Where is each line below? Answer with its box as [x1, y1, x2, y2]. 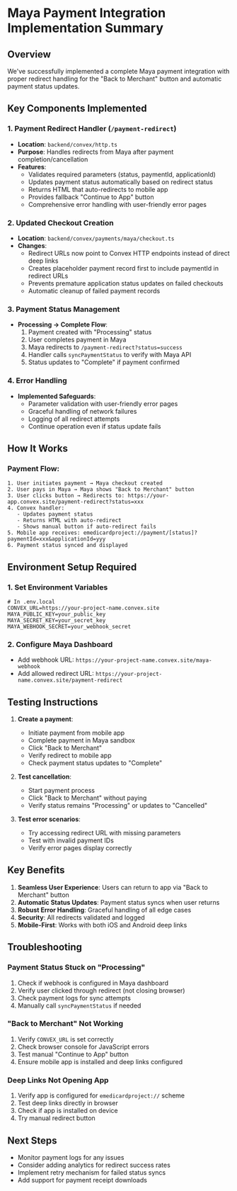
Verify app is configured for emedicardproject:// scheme [17, 1091, 185, 1100]
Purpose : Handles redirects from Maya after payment [17, 147, 174, 156]
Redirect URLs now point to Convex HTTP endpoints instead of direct [28, 249, 230, 257]
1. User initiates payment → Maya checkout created [7, 480, 163, 487]
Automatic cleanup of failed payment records [28, 286, 161, 295]
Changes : [17, 241, 47, 249]
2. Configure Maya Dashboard [7, 639, 113, 649]
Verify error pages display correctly [28, 844, 132, 852]
